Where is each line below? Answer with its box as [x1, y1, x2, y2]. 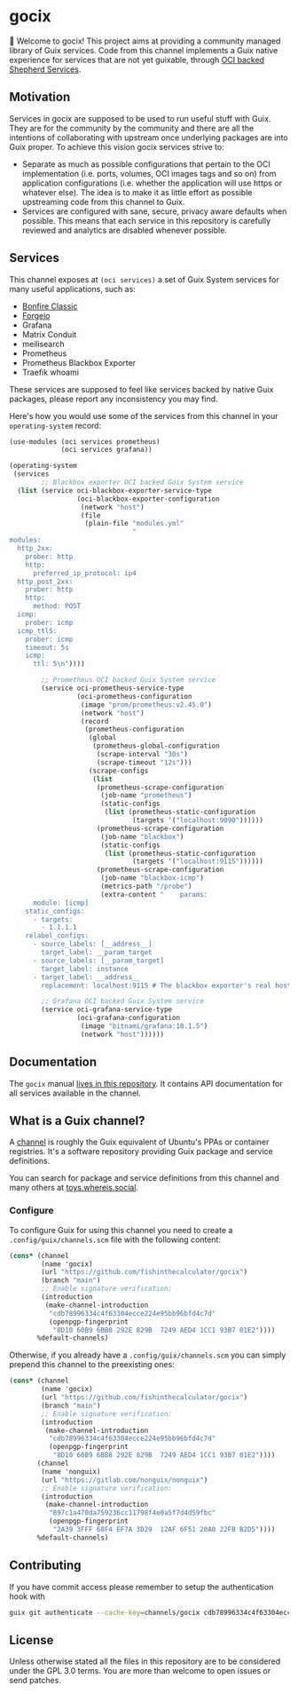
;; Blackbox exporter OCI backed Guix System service [41, 478, 244, 487]
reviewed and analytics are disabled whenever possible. [21, 225, 228, 235]
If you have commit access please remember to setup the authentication [9, 1581, 274, 1592]
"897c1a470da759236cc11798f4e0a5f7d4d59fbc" [48, 1508, 216, 1517]
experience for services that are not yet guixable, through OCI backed [9, 54, 264, 65]
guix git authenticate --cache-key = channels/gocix [9, 1608, 200, 1617]
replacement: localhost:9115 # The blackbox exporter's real [41, 981, 272, 990]
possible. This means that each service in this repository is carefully [21, 215, 271, 226]
